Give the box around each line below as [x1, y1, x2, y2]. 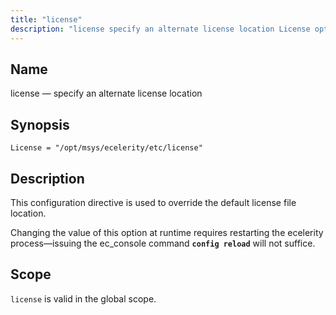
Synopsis [10, 116, 70, 133]
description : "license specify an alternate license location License [10, 24, 311, 34]
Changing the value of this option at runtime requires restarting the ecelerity [10, 226, 324, 238]
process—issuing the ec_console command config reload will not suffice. [10, 237, 316, 249]
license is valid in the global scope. [10, 292, 157, 305]
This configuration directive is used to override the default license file [10, 196, 297, 208]
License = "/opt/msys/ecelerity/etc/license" [10, 143, 203, 153]
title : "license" [10, 14, 83, 25]
